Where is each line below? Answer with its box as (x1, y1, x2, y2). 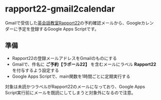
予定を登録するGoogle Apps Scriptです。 (17, 26, 99, 32)
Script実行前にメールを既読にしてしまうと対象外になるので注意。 (5, 89, 136, 95)
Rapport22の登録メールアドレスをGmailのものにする (12, 55, 117, 61)
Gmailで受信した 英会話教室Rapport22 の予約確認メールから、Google (5, 20, 142, 26)
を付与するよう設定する (12, 67, 59, 73)
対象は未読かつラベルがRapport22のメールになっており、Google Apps (5, 84, 145, 89)
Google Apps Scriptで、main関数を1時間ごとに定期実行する (12, 73, 131, 79)
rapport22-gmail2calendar (5, 3, 115, 14)
